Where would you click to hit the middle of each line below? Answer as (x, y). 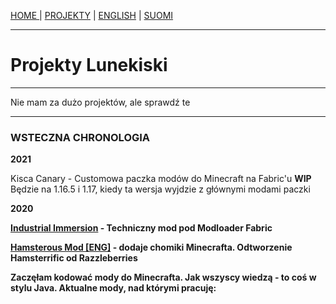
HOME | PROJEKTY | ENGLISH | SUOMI (92, 15)
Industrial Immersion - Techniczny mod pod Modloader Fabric (141, 228)
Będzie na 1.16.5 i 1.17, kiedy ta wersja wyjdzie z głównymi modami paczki (160, 189)
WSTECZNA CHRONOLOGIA (80, 137)
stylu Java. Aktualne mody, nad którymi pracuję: (113, 288)
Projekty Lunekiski (89, 65)
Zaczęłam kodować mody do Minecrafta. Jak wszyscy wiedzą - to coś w (163, 277)
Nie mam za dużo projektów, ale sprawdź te (100, 102)
